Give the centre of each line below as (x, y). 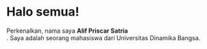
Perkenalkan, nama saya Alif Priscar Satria (67, 31)
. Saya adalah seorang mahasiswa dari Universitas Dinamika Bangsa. (103, 37)
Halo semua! (43, 12)
